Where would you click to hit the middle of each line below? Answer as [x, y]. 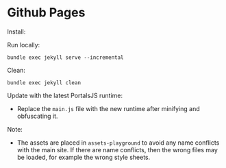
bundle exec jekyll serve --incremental [66, 57]
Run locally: [24, 45]
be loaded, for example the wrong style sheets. [84, 157]
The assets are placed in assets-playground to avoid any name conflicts [118, 143]
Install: [16, 32]
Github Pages [46, 13]
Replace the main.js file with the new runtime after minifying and [108, 108]
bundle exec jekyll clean [44, 83]
